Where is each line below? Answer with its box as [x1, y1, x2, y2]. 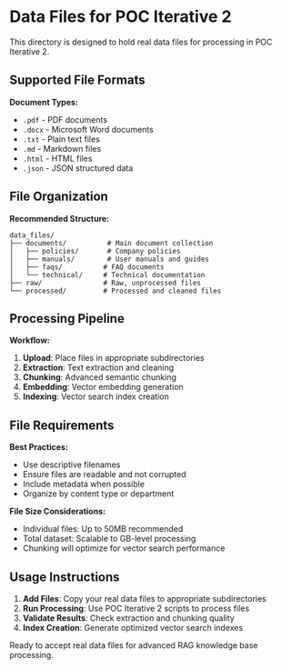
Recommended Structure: [9, 213, 110, 224]
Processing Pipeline [9, 311, 125, 326]
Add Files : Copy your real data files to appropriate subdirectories [22, 594, 267, 604]
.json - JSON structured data [22, 162, 134, 174]
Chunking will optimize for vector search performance [22, 543, 226, 554]
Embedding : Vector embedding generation [22, 382, 184, 393]
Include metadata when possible [22, 479, 146, 490]
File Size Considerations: [9, 506, 106, 517]
